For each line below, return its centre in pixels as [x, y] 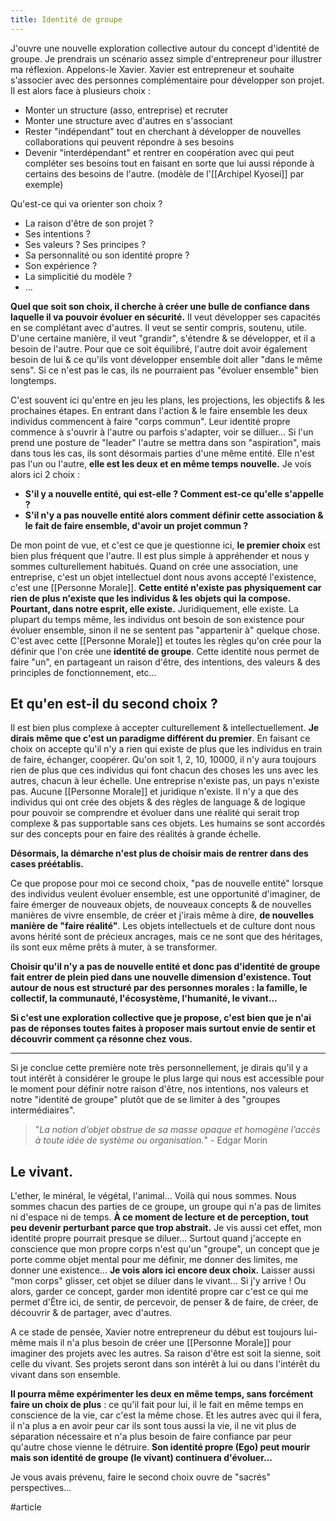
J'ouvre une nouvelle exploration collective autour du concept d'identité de [165, 48]
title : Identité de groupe [66, 19]
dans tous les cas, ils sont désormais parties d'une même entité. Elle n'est [162, 453]
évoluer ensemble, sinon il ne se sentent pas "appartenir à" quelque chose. [165, 630]
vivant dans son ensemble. [66, 1375]
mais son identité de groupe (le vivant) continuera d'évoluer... [141, 1458]
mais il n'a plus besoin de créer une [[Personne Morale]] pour [165, 1343]
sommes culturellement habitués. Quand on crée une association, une [154, 566]
